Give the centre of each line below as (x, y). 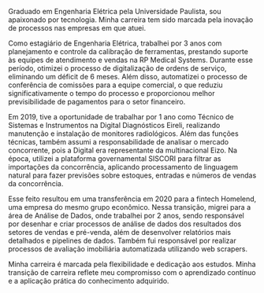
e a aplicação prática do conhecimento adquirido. (89, 281)
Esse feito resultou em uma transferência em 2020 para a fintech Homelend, (132, 199)
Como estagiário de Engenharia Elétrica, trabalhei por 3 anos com (115, 43)
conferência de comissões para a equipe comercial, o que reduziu (115, 85)
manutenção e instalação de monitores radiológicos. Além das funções (123, 134)
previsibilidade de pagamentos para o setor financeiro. (97, 102)
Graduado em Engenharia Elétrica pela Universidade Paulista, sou (115, 11)
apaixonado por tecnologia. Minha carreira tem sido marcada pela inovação (131, 20)
